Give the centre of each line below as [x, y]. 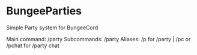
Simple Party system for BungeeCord [52, 27]
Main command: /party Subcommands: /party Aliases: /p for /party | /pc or [98, 39]
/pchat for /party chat [33, 45]
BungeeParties [44, 11]
